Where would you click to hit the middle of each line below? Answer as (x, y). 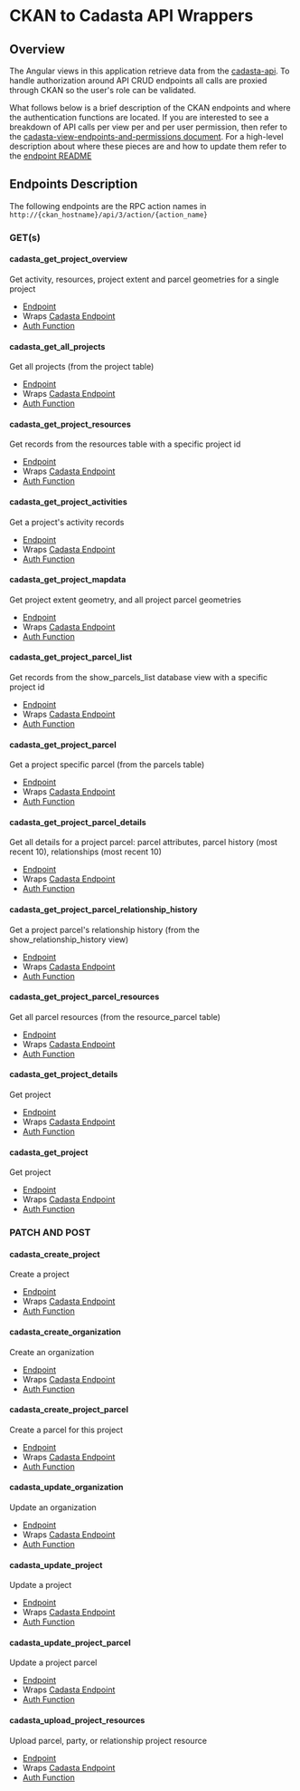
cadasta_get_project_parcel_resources (84, 997)
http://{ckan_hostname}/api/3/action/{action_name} (108, 215)
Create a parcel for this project (66, 1430)
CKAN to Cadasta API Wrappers (131, 16)
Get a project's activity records (67, 522)
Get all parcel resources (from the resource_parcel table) (115, 1016)
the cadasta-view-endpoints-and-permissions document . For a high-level (146, 136)
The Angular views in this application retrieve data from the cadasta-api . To (150, 71)
